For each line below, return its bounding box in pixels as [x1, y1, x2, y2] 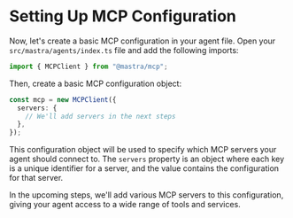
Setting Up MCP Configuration [9, 6, 237, 27]
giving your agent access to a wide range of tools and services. [9, 199, 241, 210]
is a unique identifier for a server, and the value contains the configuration [9, 163, 280, 174]
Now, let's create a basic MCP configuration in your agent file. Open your [9, 35, 276, 46]
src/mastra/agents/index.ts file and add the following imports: [9, 44, 239, 55]
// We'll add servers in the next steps [25, 112, 176, 121]
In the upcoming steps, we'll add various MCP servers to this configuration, [9, 190, 284, 200]
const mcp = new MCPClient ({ [9, 95, 117, 104]
